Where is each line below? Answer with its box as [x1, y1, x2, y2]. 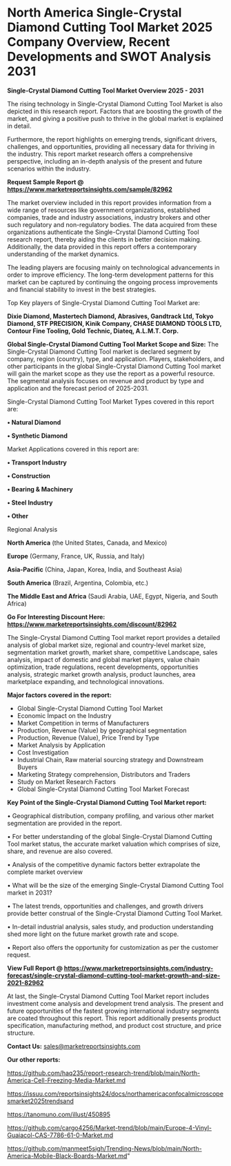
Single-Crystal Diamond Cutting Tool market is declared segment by [7, 347, 201, 356]
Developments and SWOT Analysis [7, 49, 212, 65]
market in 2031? [7, 888, 53, 897]
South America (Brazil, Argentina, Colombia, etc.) [7, 579, 149, 587]
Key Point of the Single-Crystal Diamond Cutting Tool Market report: [7, 798, 207, 806]
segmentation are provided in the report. [7, 819, 122, 827]
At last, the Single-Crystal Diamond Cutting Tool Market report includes [7, 992, 210, 1000]
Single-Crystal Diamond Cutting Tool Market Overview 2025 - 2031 [7, 86, 204, 95]
